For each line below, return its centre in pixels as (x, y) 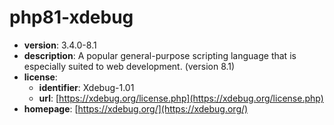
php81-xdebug (71, 17)
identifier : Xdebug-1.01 (86, 87)
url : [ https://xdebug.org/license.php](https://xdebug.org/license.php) (181, 98)
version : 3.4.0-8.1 (60, 45)
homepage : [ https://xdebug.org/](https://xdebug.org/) (136, 108)
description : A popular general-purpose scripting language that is (160, 55)
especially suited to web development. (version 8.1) (129, 66)
